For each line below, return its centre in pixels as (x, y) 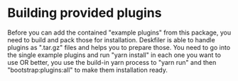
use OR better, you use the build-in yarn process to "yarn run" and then (112, 62)
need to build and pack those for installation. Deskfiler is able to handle (111, 39)
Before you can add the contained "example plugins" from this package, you (119, 32)
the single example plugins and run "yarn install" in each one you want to (114, 55)
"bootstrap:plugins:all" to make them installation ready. (88, 70)
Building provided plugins (85, 13)
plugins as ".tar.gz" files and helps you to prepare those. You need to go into (119, 47)
